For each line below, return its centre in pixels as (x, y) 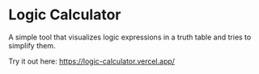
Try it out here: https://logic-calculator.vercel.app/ (92, 61)
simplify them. (32, 45)
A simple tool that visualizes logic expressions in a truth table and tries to (130, 37)
